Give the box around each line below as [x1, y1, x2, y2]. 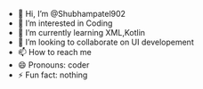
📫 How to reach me [17, 47, 92, 57]
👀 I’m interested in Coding [17, 18, 113, 28]
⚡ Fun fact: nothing [17, 69, 88, 80]
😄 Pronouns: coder [17, 60, 90, 70]
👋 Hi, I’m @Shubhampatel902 [17, 9, 126, 19]
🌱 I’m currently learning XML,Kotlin [17, 28, 145, 37]
